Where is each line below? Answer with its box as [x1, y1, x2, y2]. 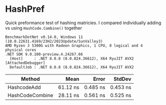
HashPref [5, 3, 45, 15]
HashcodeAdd [7, 84, 41, 91]
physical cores [5, 47, 37, 52]
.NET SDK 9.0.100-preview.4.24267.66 [5, 52, 83, 57]
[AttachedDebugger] [5, 60, 46, 65]
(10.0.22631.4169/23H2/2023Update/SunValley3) [5, 38, 103, 44]
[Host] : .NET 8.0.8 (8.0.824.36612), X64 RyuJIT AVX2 [9, 56, 134, 61]
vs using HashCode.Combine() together [5, 25, 82, 31]
